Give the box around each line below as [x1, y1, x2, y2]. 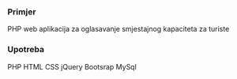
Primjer [7, 6, 36, 17]
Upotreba [7, 44, 45, 55]
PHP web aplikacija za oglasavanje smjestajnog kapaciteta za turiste [7, 24, 230, 34]
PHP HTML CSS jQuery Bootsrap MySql [7, 62, 137, 71]
